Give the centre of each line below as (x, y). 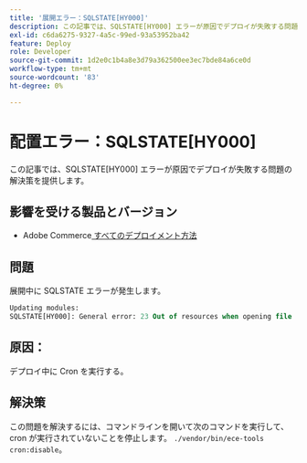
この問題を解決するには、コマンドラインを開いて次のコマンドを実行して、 (149, 426)
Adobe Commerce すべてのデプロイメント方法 (110, 236)
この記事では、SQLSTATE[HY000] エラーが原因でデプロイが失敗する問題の (151, 169)
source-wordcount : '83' (55, 78)
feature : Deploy (40, 43)
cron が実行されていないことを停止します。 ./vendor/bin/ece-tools (137, 437)
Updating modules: (44, 308)
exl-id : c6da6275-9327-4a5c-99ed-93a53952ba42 (100, 35)
